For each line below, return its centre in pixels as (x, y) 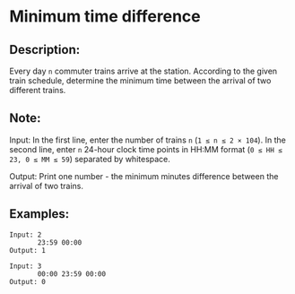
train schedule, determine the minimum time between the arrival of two (140, 81)
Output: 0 (28, 281)
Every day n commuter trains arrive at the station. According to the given (143, 71)
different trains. (38, 90)
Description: (45, 50)
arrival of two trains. (46, 186)
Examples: (39, 214)
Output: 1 (28, 250)
